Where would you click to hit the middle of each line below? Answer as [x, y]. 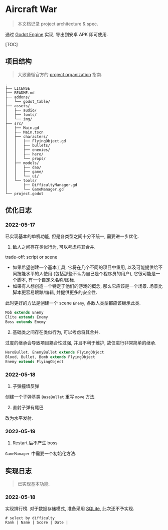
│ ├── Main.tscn [24, 132]
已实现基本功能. [34, 484]
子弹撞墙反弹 [26, 386]
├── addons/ [18, 97]
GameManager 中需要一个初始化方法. [41, 454]
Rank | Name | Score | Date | [37, 522]
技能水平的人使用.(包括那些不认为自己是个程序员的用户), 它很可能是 [87, 274]
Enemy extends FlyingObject [35, 362]
